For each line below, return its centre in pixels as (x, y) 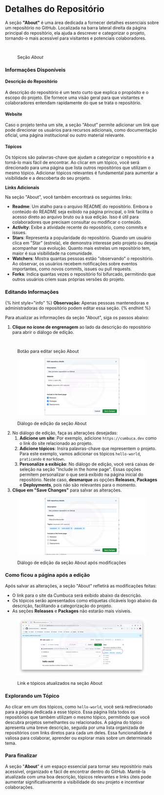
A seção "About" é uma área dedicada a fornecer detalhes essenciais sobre (82, 23)
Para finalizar (21, 756)
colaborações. (20, 787)
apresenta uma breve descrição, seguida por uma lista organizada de (75, 727)
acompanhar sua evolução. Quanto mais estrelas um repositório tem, (81, 248)
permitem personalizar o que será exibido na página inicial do (81, 475)
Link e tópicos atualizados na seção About (60, 683)
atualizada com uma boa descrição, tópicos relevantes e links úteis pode (78, 776)
